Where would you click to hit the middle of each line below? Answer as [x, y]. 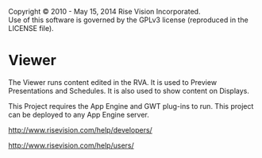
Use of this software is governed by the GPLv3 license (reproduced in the [128, 20]
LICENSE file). [31, 28]
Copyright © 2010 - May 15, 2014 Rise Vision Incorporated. [104, 12]
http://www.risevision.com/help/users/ [71, 145]
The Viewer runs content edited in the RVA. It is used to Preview [112, 82]
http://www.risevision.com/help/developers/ [80, 129]
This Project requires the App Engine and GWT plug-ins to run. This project [131, 106]
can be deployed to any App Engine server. [79, 114]
